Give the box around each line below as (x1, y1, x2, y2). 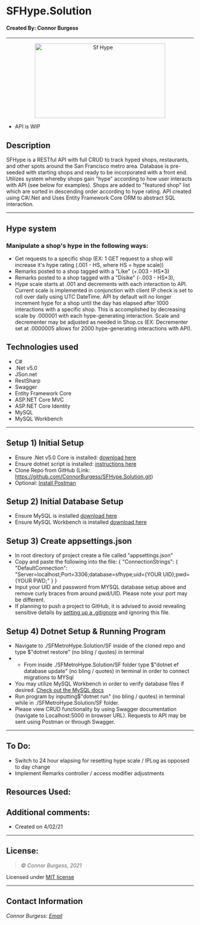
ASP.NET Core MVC (14, 396, 64, 403)
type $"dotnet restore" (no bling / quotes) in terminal (14, 648, 144, 655)
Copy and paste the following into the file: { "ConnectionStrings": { (14, 558, 179, 566)
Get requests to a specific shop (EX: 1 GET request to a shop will (14, 255, 173, 262)
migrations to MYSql (23, 674, 74, 681)
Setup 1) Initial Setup (6, 438, 85, 448)
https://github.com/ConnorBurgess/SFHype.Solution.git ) (14, 473, 154, 480)
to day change (14, 763, 51, 770)
